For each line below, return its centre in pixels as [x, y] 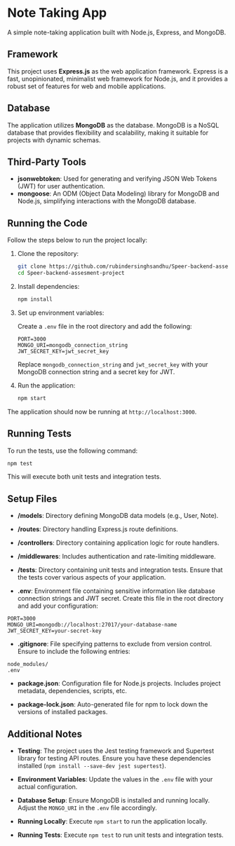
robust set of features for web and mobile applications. [87, 86]
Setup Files [32, 499]
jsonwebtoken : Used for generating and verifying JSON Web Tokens [117, 179]
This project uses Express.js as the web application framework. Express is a [118, 71]
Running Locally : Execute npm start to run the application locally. [112, 821]
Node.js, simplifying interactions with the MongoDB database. [107, 201]
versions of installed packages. [62, 712]
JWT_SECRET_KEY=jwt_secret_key [63, 351]
